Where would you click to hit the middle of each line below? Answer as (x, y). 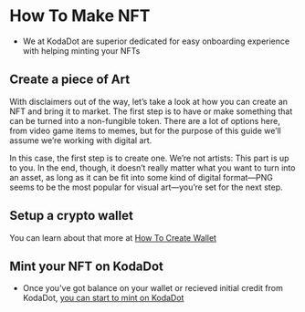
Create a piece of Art (70, 80)
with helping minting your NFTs (81, 50)
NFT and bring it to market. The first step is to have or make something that (151, 111)
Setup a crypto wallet (72, 216)
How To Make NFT (80, 16)
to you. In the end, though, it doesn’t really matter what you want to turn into (152, 167)
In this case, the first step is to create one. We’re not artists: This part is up (149, 158)
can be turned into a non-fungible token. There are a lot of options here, (145, 120)
